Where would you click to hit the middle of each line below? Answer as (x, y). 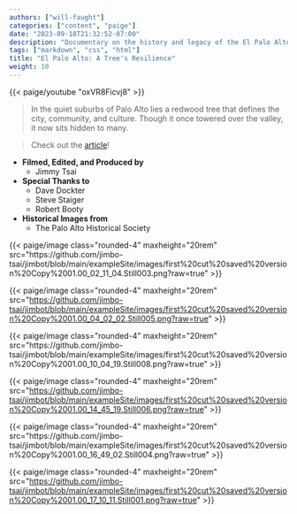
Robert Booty (59, 209)
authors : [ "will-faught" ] (57, 17)
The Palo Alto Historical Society (93, 227)
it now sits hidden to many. (80, 127)
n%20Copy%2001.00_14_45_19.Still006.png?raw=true (107, 409)
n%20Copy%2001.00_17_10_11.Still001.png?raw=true (103, 500)
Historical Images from (65, 219)
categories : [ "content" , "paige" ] (73, 26)
